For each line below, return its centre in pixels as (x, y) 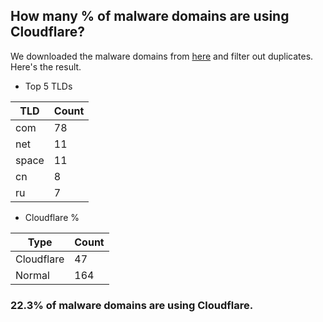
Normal (32, 275)
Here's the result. (46, 66)
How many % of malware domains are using (150, 16)
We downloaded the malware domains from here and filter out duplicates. (162, 56)
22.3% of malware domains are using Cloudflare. (132, 305)
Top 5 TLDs (48, 86)
